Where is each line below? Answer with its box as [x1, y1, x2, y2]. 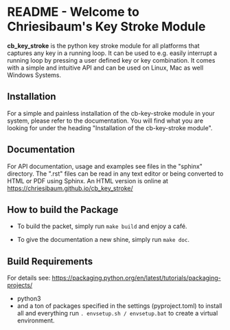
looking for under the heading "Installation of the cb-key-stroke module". [7, 123, 213, 132]
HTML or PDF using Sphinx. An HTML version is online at [7, 176, 168, 185]
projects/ [7, 281, 33, 289]
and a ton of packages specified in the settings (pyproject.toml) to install [16, 302, 222, 310]
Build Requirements [7, 256, 93, 267]
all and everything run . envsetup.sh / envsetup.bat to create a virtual [16, 309, 218, 318]
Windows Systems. [7, 70, 62, 79]
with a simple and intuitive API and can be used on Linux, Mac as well [7, 63, 204, 72]
